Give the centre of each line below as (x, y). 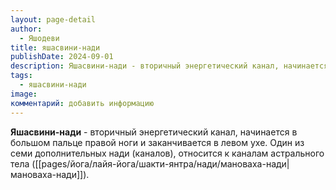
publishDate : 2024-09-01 (62, 57)
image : (24, 94)
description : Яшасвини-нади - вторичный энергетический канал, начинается (169, 66)
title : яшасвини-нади (55, 47)
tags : (21, 76)
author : (26, 29)
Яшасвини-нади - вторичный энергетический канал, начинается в (154, 132)
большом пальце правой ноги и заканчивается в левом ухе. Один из (157, 142)
